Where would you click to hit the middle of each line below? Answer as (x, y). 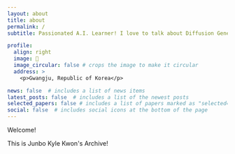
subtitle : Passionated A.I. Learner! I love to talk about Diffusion (111, 33)
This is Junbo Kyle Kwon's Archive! (58, 143)
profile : (20, 46)
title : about (26, 20)
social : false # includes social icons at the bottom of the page (108, 110)
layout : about (28, 14)
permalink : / (26, 26)
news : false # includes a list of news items (76, 91)
